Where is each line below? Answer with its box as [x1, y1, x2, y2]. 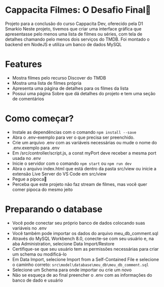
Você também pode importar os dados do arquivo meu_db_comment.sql [12, 230, 159, 236]
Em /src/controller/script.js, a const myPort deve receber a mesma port [12, 150, 157, 156]
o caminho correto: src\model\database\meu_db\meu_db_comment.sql [12, 261, 149, 267]
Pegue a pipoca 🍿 [12, 176, 47, 182]
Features [5, 59, 42, 70]
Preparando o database [5, 204, 103, 215]
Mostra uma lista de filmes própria [12, 80, 82, 86]
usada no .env [12, 155, 41, 161]
